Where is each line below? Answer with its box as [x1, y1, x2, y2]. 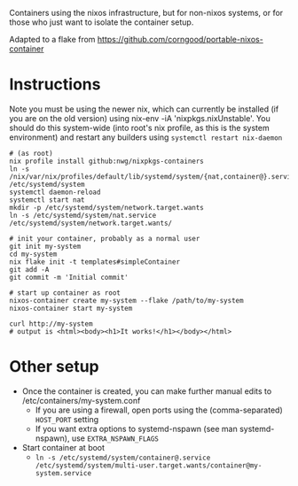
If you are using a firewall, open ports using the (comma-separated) [35, 405, 284, 415]
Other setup [9, 357, 99, 377]
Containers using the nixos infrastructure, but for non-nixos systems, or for [9, 8, 284, 18]
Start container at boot [21, 442, 105, 452]
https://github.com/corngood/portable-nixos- [97, 35, 263, 44]
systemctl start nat [9, 195, 86, 204]
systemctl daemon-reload [9, 188, 101, 197]
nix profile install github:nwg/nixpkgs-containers [9, 157, 204, 166]
